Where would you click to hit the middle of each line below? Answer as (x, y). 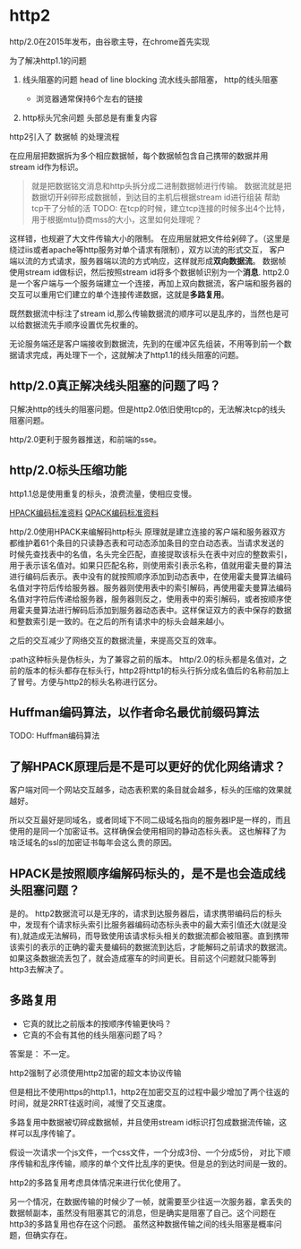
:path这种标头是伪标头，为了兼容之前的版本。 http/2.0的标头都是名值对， (144, 659)
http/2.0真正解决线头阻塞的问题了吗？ (115, 386)
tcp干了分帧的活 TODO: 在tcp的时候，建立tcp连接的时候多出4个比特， (160, 208)
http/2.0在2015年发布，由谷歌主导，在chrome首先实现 (110, 41)
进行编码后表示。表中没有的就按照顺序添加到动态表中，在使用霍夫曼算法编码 (150, 576)
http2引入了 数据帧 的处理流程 (64, 136)
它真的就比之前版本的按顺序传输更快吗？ (97, 1023)
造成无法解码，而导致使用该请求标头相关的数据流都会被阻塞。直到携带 (159, 936)
